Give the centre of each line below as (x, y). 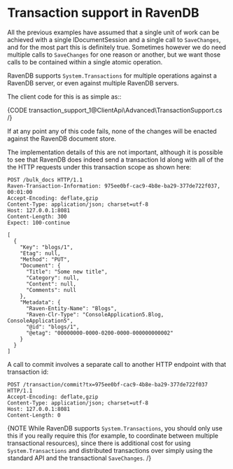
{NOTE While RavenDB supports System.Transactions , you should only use (115, 428)
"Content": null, (51, 284)
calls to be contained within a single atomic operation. (85, 62)
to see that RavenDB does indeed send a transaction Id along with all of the (115, 160)
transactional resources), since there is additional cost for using (99, 443)
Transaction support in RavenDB (103, 13)
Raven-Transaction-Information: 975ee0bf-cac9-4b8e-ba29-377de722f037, (114, 186)
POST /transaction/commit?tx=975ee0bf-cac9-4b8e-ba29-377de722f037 (108, 384)
